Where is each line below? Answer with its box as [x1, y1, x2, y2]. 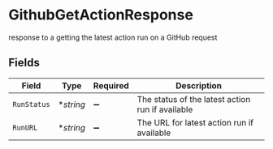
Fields [8, 56, 41, 70]
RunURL [12, 123, 38, 132]
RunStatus [12, 100, 50, 109]
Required [93, 79, 130, 91]
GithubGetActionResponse [8, 6, 193, 24]
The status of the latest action [136, 93, 251, 104]
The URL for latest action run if [136, 117, 254, 128]
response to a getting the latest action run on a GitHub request [8, 32, 218, 42]
